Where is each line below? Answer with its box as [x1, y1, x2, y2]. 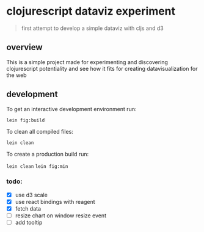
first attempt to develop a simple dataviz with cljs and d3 [21, 24, 164, 32]
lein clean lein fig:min [6, 163, 68, 169]
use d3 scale [15, 191, 48, 198]
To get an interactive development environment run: [6, 105, 137, 112]
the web [6, 71, 27, 79]
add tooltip [15, 219, 43, 227]
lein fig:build [6, 117, 45, 123]
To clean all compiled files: [6, 128, 73, 135]
